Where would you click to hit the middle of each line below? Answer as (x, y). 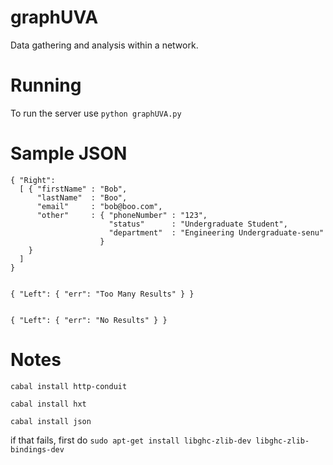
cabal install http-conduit (69, 386)
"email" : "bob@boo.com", (99, 206)
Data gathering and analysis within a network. (104, 45)
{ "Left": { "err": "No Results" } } (89, 320)
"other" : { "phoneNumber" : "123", (122, 215)
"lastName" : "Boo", (82, 197)
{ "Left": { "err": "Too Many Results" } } (102, 294)
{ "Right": (33, 180)
